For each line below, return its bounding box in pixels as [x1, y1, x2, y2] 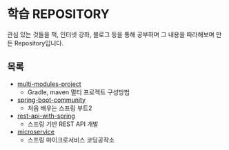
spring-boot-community [17, 96, 86, 104]
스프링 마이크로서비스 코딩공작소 [27, 136, 115, 144]
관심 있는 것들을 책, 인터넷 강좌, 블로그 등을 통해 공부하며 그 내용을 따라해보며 [7, 30, 215, 39]
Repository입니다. [14, 39, 64, 47]
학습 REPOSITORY [7, 6, 110, 22]
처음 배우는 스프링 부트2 [27, 104, 92, 112]
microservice [17, 127, 55, 136]
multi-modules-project [17, 80, 81, 88]
